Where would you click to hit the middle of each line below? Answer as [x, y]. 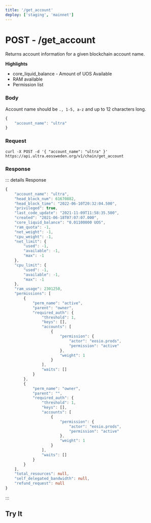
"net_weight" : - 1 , [34, 232]
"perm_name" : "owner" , [56, 388]
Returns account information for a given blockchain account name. [75, 54]
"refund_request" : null [40, 483]
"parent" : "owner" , [53, 308]
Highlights [17, 64]
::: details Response [26, 180]
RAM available [28, 79]
